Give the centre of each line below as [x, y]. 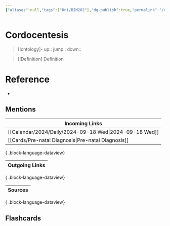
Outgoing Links [27, 165]
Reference [27, 79]
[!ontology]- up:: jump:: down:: [50, 49]
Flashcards [23, 218]
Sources [18, 190]
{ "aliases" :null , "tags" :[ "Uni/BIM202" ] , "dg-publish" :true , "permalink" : [82, 10]
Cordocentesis [37, 35]
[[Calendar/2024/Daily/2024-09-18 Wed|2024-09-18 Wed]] [83, 132]
